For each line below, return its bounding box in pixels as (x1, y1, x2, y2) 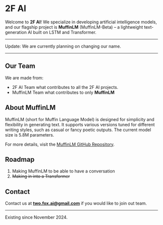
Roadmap (5, 155, 35, 163)
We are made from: (5, 75, 44, 81)
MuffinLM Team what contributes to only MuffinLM (12, 89, 115, 95)
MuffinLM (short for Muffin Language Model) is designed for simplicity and (5, 116, 154, 122)
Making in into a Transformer (12, 173, 70, 179)
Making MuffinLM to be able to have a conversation (12, 168, 115, 174)
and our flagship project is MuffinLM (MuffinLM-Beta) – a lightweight (5, 24, 143, 30)
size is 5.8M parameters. (5, 132, 54, 138)
